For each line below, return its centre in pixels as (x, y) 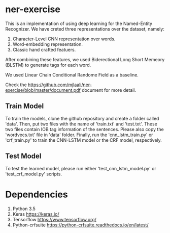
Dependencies (37, 194)
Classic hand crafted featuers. (44, 49)
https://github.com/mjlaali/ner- (60, 85)
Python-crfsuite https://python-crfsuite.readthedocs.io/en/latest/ (80, 225)
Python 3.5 (24, 209)
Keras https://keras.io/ (36, 214)
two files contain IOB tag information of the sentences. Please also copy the (84, 129)
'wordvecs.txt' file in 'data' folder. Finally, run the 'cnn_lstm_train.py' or (79, 135)
